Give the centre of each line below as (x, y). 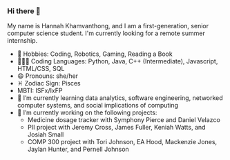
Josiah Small (46, 134)
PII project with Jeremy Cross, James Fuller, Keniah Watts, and (116, 128)
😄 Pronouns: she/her (47, 76)
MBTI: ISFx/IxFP (40, 91)
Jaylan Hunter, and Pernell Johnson (78, 149)
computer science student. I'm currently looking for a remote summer (106, 33)
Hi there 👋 (24, 11)
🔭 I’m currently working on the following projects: (87, 112)
